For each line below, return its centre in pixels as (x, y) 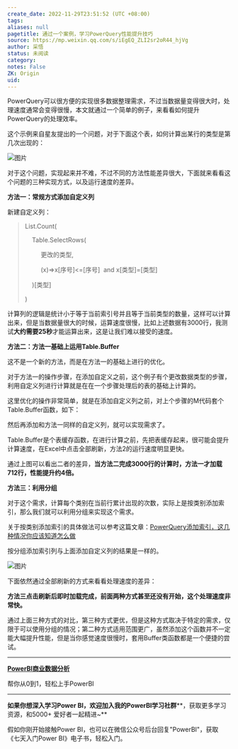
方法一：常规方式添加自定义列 (51, 197)
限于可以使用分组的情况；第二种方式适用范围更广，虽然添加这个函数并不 (113, 629)
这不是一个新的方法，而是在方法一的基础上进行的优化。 (88, 362)
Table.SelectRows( (59, 240)
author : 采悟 (25, 47)
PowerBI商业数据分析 (39, 669)
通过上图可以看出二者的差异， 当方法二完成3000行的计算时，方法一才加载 (115, 464)
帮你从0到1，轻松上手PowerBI (51, 684)
